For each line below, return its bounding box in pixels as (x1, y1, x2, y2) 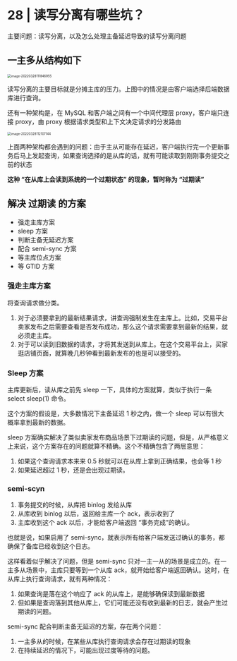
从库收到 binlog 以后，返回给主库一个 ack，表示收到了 (17, 509, 175, 518)
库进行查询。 (7, 93, 44, 102)
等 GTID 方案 (17, 262, 55, 270)
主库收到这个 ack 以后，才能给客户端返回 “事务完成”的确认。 (17, 519, 194, 527)
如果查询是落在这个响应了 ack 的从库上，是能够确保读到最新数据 (17, 590, 205, 598)
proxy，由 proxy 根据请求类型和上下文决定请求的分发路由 (15, 117, 182, 126)
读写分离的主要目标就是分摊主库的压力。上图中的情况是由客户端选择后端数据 (7, 85, 230, 93)
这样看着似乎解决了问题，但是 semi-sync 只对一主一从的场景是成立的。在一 (7, 557, 227, 566)
